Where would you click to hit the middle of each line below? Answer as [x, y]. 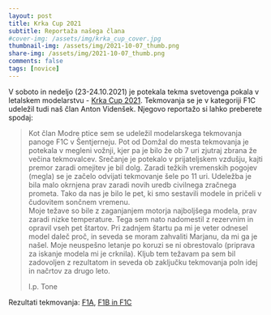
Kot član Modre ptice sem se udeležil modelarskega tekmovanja [135, 133]
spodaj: [21, 117]
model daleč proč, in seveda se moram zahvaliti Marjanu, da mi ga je [143, 236]
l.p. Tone [43, 286]
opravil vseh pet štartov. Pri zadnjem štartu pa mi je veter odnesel [138, 228]
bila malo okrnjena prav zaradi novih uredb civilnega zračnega [132, 185]
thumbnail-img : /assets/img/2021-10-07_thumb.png [94, 46]
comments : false [36, 62]
